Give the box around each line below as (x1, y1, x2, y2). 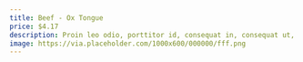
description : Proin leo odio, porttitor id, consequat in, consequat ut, (9, 30, 296, 39)
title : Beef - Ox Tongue (9, 13, 104, 23)
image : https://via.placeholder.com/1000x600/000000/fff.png (9, 38, 247, 48)
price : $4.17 (9, 22, 59, 31)
